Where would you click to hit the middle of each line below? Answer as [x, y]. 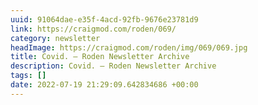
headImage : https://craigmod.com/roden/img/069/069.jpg [129, 47]
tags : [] [28, 76]
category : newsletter [55, 38]
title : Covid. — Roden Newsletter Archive [100, 57]
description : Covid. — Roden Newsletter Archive [113, 66]
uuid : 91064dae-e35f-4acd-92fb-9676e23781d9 [104, 19]
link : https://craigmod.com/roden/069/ [93, 29]
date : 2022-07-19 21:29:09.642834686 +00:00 [104, 85]
